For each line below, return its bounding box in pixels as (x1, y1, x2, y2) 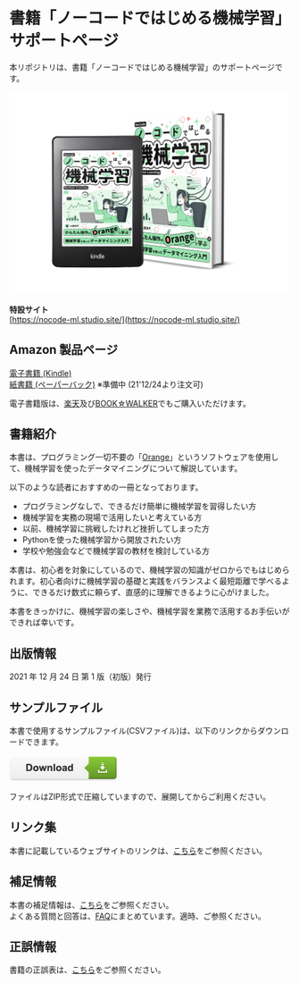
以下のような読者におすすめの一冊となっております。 (9, 482, 203, 492)
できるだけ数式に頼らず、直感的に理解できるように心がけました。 (32, 587, 274, 598)
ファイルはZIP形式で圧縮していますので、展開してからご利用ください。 (9, 791, 271, 802)
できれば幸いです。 (9, 618, 79, 628)
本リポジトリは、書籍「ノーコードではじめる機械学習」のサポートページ (9, 62, 275, 72)
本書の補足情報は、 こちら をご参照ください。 (9, 899, 174, 910)
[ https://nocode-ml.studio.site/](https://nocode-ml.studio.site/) (9, 314, 241, 324)
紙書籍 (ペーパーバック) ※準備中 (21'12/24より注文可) (9, 379, 203, 390)
